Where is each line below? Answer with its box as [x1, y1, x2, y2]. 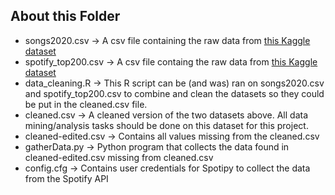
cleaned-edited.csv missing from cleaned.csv [24, 151, 214, 163]
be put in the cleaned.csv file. [24, 98, 148, 110]
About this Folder [10, 8, 121, 25]
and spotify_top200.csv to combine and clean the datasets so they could [24, 87, 325, 99]
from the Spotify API [24, 172, 109, 184]
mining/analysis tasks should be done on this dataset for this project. [24, 119, 309, 131]
